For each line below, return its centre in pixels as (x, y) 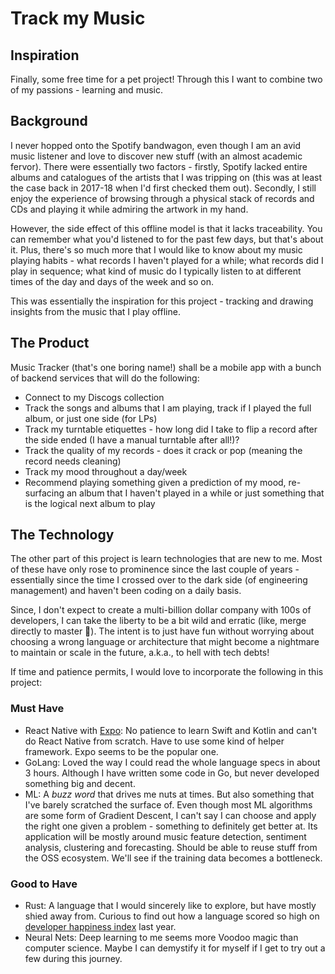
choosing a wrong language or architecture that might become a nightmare (165, 642)
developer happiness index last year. (100, 927)
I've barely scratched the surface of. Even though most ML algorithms (168, 804)
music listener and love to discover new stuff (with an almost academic (156, 156)
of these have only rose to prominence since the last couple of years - (155, 569)
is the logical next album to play (90, 503)
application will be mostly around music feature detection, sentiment (165, 836)
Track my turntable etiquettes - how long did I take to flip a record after (171, 429)
